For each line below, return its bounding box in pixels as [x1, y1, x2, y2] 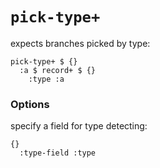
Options [10, 97, 50, 111]
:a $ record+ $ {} [19, 65, 97, 75]
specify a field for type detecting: [10, 120, 148, 132]
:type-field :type [19, 148, 97, 158]
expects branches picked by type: [10, 37, 151, 49]
